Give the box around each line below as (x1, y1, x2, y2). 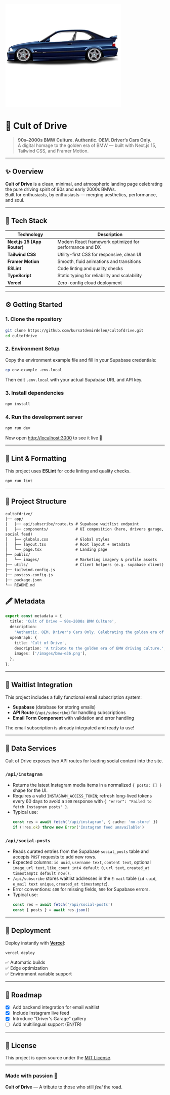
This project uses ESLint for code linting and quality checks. (5, 467, 131, 474)
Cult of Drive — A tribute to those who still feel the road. (5, 1084, 123, 1090)
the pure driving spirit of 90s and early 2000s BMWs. (5, 186, 116, 192)
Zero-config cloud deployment (57, 279, 122, 286)
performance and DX (57, 244, 101, 250)
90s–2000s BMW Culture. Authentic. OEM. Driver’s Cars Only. (17, 137, 152, 143)
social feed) (5, 531, 33, 537)
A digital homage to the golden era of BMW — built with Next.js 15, (17, 142, 157, 149)
